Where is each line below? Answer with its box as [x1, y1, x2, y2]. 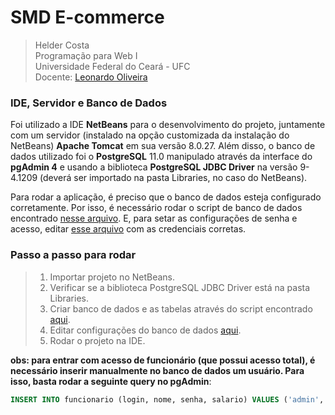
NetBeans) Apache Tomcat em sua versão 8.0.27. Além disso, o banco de [10, 140, 316, 152]
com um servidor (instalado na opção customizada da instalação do [10, 129, 290, 141]
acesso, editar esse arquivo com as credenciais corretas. [10, 223, 247, 235]
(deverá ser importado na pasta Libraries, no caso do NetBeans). [39, 172, 308, 184]
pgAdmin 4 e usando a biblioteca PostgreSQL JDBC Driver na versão [10, 161, 298, 173]
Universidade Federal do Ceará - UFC [34, 60, 191, 72]
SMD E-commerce [10, 6, 165, 29]
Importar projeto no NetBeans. [49, 271, 176, 283]
